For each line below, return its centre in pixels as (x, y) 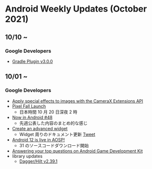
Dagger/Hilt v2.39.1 (38, 161)
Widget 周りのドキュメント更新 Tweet (57, 134)
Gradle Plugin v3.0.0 (33, 61)
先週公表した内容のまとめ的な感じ (53, 123)
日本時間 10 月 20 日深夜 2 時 (48, 112)
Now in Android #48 (32, 117)
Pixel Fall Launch (29, 106)
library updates (27, 156)
